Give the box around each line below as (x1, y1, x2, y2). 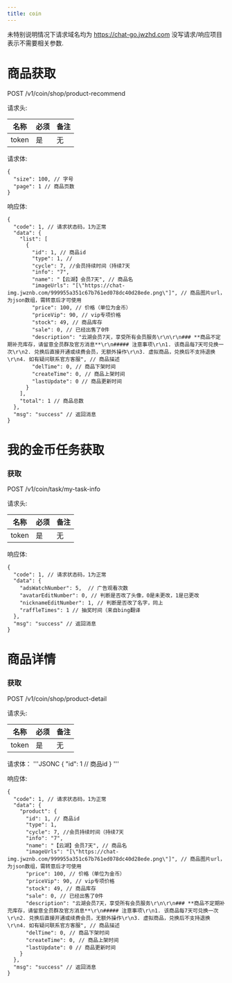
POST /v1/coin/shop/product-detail (7, 694, 107, 702)
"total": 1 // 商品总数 (19, 397, 84, 404)
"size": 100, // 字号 (13, 175, 74, 183)
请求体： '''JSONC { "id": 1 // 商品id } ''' (7, 759, 119, 768)
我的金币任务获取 (7, 442, 105, 458)
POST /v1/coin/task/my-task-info (7, 485, 100, 493)
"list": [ (19, 236, 48, 242)
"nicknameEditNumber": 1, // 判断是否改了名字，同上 (19, 600, 163, 606)
